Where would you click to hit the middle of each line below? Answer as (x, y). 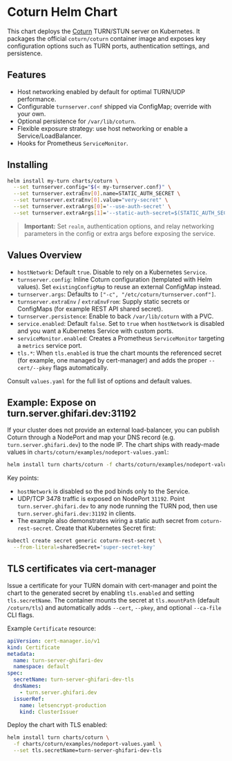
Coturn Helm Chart (62, 12)
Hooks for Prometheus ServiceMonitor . (73, 143)
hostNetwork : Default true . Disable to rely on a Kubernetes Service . (112, 272)
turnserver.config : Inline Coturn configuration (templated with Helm (115, 279)
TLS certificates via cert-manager (82, 569)
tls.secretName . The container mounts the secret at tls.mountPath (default (113, 600)
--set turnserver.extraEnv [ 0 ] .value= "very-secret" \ (91, 200)
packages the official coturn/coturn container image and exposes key (106, 38)
